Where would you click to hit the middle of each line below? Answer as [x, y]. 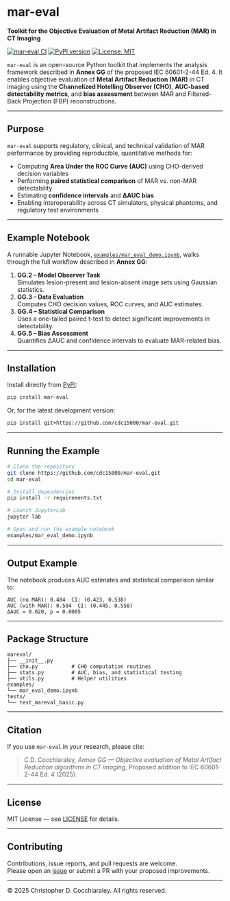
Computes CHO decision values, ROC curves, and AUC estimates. [110, 304]
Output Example [42, 564]
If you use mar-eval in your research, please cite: [76, 747]
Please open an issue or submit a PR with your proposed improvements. [108, 870]
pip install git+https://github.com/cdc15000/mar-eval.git [93, 423]
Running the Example [54, 450]
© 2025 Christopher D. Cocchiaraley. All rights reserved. [87, 890]
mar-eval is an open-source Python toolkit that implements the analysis [107, 64]
